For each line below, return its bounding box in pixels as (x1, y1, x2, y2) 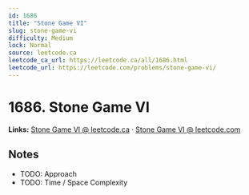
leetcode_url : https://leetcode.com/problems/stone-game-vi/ (8, 64, 217, 72)
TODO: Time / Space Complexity (19, 177, 128, 187)
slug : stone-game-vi (8, 26, 78, 34)
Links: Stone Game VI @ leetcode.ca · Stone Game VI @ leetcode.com (8, 125, 241, 134)
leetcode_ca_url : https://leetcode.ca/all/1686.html (8, 57, 188, 65)
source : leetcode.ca (8, 49, 78, 57)
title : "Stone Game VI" (8, 19, 88, 27)
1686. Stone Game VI (8, 97, 151, 116)
